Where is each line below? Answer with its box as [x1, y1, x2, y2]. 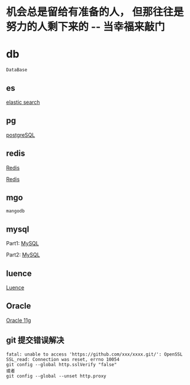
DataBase [6, 67, 28, 73]
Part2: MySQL [6, 251, 40, 258]
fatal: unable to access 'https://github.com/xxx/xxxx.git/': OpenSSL [6, 351, 183, 357]
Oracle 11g [6, 317, 31, 324]
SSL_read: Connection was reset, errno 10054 [6, 356, 119, 363]
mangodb [6, 208, 25, 214]
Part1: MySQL [6, 240, 39, 247]
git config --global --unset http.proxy [6, 373, 107, 379]
